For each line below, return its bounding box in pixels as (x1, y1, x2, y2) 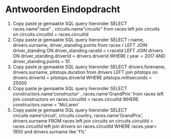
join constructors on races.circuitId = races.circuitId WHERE (12, 96, 139, 102)
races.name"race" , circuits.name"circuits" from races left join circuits (12, 25, 160, 32)
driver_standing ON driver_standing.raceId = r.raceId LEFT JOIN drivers (12, 47, 163, 53)
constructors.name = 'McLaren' (12, 101, 80, 107)
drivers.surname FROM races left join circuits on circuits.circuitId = (12, 118, 154, 124)
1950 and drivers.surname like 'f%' (12, 128, 86, 134)
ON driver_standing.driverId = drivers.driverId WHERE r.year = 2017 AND (12, 52, 166, 59)
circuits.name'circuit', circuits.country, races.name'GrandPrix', (12, 112, 144, 118)
